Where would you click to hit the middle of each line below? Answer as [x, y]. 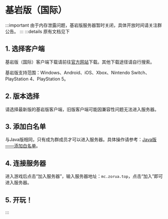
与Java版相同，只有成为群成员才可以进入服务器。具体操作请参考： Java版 [81, 140]
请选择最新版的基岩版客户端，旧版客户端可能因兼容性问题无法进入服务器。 [82, 109]
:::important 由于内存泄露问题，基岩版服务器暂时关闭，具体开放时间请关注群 [83, 25]
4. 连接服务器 [26, 163]
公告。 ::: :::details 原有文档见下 [38, 31]
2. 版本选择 [22, 96]
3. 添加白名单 [26, 126]
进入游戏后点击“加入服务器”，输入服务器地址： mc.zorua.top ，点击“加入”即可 [84, 176]
